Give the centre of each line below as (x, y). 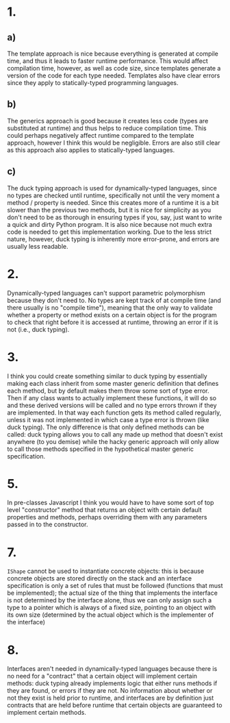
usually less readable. (38, 246)
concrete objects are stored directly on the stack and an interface (100, 578)
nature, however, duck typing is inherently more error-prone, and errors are (113, 239)
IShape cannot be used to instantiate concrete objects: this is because (105, 571)
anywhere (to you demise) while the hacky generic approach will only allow (113, 441)
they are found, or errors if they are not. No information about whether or (110, 691)
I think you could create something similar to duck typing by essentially (107, 376)
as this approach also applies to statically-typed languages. (91, 150)
